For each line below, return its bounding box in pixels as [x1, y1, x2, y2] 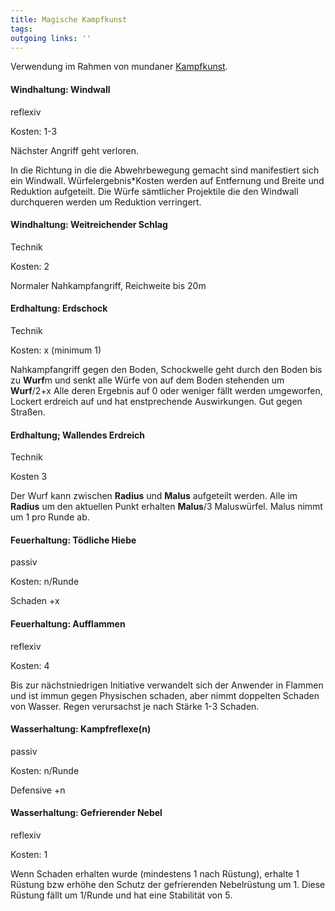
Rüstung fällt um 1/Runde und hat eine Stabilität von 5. [10, 889, 233, 901]
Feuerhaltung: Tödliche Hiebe [10, 534, 137, 546]
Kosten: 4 [10, 659, 50, 671]
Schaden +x [10, 595, 60, 607]
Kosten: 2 [10, 260, 50, 272]
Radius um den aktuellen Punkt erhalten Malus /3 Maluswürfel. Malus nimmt [10, 501, 323, 513]
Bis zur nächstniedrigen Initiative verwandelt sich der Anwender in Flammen [10, 679, 324, 691]
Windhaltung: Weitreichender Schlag [10, 219, 168, 231]
